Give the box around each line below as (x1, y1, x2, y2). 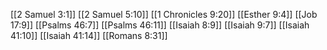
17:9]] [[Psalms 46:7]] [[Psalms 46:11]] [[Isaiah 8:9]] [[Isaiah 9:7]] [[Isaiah (10, 19, 310, 31)
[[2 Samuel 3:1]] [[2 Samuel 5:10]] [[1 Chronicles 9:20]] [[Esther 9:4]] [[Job (10, 9, 318, 20)
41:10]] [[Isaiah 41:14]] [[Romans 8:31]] (10, 30, 168, 41)
